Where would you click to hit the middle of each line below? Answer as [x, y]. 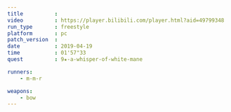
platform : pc [38, 33]
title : [33, 14]
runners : [20, 72]
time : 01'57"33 [47, 53]
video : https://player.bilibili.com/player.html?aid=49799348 [116, 20]
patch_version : [33, 40]
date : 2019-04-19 [50, 46]
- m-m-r [31, 78]
